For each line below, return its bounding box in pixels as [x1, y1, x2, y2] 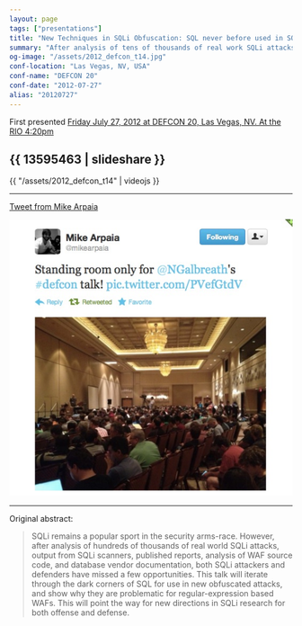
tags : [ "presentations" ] [9, 23, 102, 33]
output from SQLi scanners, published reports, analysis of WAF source [31, 550, 293, 561]
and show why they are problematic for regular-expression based [31, 588, 274, 599]
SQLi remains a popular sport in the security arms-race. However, [31, 531, 275, 541]
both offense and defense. [31, 607, 130, 618]
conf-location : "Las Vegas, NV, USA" [9, 62, 151, 71]
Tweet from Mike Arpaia [9, 201, 99, 212]
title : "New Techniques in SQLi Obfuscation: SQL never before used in [9, 33, 283, 42]
